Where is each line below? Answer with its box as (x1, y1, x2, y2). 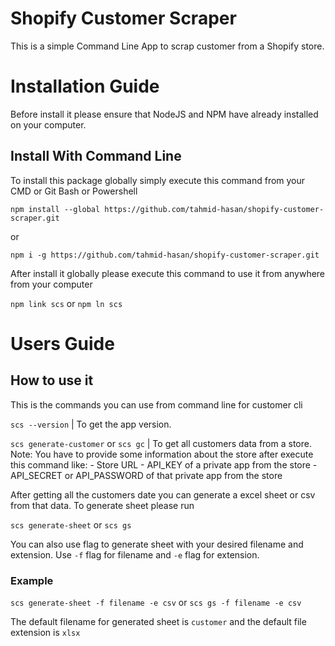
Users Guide (10, 332, 115, 355)
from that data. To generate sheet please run (10, 499, 195, 511)
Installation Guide (10, 75, 160, 98)
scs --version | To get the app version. (10, 418, 172, 430)
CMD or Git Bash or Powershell (10, 185, 138, 197)
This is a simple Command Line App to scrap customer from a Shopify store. (10, 40, 325, 52)
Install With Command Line (10, 148, 182, 165)
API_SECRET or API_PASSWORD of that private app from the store (10, 469, 283, 481)
